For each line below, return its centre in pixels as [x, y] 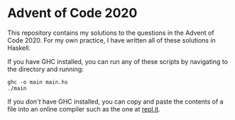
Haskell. [19, 48]
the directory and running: [45, 69]
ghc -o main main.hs [38, 82]
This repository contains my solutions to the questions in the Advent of [111, 33]
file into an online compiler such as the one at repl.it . [84, 109]
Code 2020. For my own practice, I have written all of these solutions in [112, 40]
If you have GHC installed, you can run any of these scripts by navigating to [118, 61]
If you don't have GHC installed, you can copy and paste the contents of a [115, 102]
